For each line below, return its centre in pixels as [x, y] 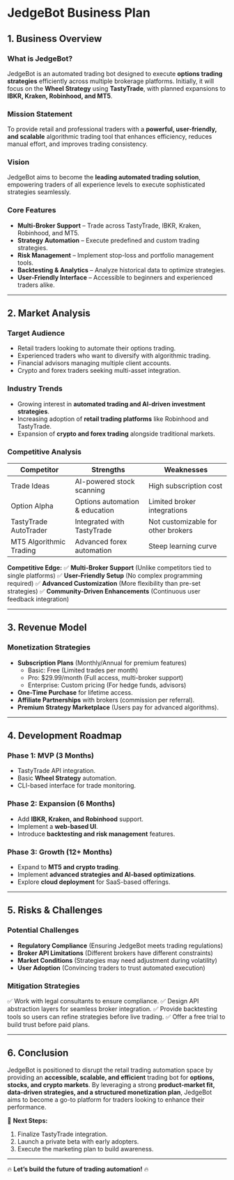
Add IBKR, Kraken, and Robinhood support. [80, 819]
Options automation [107, 502]
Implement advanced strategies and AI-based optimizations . [107, 875]
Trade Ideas [30, 486]
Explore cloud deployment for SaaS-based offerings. [94, 882]
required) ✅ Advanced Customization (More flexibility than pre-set [104, 584]
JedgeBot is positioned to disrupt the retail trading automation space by [110, 1070]
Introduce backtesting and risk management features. [96, 834]
